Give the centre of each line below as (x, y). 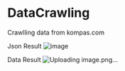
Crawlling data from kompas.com (56, 32)
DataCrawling (49, 13)
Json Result (25, 46)
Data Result (24, 59)
